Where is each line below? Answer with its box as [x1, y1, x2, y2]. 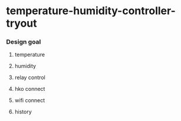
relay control [14, 74, 45, 81]
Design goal [6, 38, 41, 46]
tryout [6, 17, 37, 30]
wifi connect [14, 97, 45, 104]
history [14, 108, 32, 116]
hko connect [14, 86, 45, 93]
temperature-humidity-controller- [6, 4, 176, 18]
